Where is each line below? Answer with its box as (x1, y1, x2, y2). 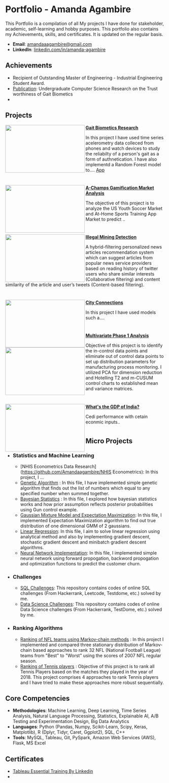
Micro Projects (85, 436, 133, 445)
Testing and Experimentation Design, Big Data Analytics (12, 718, 129, 725)
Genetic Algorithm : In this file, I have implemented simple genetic (20, 479, 158, 486)
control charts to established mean (85, 380, 158, 386)
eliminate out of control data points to (85, 353, 164, 359)
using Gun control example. (20, 506, 78, 513)
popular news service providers (85, 260, 152, 266)
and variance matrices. (85, 385, 133, 392)
